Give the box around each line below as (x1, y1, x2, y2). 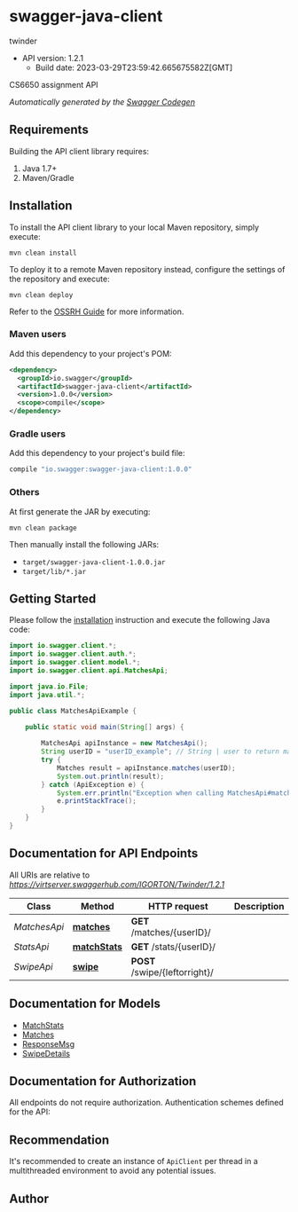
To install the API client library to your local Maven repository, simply (9, 222, 260, 232)
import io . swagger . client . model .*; (9, 658, 141, 667)
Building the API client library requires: (9, 146, 149, 156)
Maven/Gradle (21, 172, 74, 183)
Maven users (9, 328, 67, 341)
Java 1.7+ (21, 162, 58, 174)
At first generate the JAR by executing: (9, 506, 151, 516)
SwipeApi (13, 960, 53, 972)
